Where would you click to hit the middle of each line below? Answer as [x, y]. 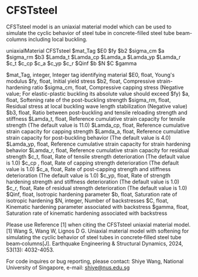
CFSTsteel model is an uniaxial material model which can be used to [89, 27]
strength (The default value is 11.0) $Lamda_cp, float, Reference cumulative [98, 125]
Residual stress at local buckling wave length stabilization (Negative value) [97, 106]
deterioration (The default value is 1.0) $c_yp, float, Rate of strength [88, 175]
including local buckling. [58, 39]
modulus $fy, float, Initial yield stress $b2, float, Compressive [81, 81]
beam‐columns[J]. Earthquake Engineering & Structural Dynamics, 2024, [95, 243]
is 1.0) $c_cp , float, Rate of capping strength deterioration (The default [92, 163]
